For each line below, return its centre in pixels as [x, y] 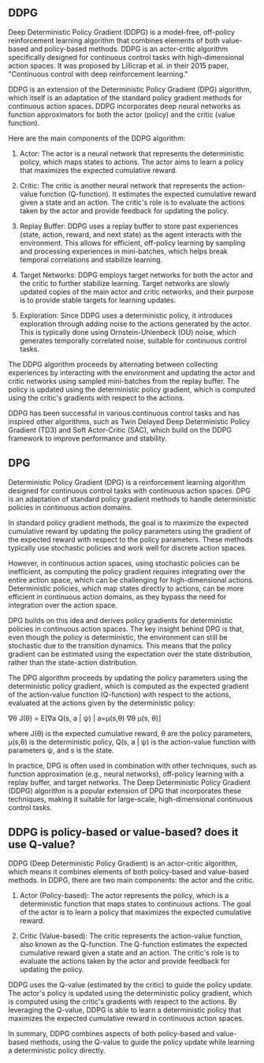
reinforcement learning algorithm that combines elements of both [114, 40]
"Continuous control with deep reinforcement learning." [98, 73]
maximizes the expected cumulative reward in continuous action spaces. [126, 1019]
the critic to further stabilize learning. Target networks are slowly [125, 283]
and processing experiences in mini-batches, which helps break [124, 251]
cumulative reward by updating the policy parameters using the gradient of [130, 531]
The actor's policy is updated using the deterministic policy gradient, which [130, 994]
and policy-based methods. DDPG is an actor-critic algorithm [129, 49]
